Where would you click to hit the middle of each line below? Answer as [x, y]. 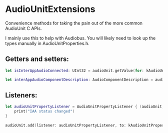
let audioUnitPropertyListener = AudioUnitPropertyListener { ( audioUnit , [85, 107]
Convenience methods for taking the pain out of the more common [74, 23]
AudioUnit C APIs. [23, 28]
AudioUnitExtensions [50, 9]
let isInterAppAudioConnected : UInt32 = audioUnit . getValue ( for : [74, 70]
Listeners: [21, 95]
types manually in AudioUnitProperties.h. [47, 43]
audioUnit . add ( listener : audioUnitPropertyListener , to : [66, 125]
